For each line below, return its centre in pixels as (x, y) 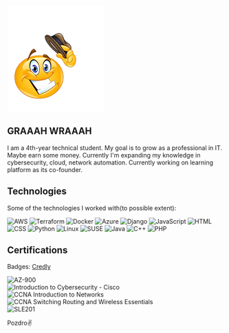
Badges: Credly (29, 267)
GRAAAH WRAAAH (50, 131)
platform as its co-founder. (45, 169)
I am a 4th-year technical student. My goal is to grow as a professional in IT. (115, 148)
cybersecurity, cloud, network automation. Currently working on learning (110, 162)
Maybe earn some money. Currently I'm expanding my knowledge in (104, 155)
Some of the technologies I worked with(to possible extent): (92, 208)
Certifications (37, 250)
